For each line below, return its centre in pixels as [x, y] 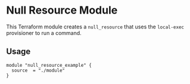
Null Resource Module [62, 10]
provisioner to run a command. [44, 33]
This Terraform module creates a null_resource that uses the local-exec [95, 27]
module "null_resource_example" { [49, 65]
